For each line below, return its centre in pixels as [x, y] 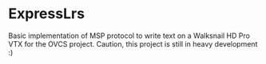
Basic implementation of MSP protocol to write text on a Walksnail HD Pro [129, 36]
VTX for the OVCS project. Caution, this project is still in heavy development [133, 43]
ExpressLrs [47, 14]
